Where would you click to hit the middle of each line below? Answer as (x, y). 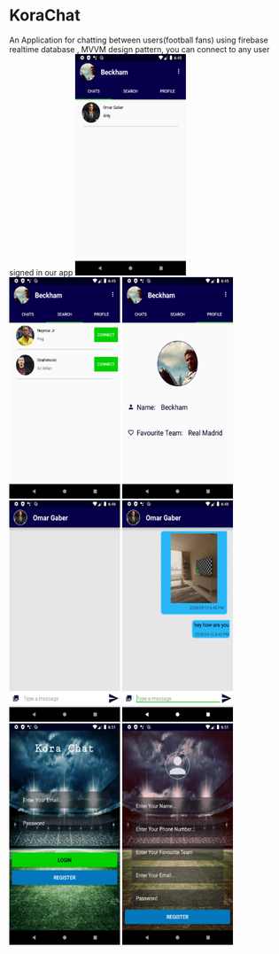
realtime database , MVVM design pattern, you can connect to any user (139, 49)
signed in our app (41, 272)
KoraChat (45, 16)
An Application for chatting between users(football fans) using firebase (139, 40)
